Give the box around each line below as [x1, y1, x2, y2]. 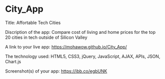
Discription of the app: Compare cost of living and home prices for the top [5, 29, 156, 35]
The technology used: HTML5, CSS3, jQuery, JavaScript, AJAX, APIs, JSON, [5, 53, 161, 59]
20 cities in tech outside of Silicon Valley [5, 34, 87, 40]
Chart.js [5, 58, 21, 64]
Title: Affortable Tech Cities [5, 20, 61, 26]
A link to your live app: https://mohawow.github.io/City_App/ [5, 44, 127, 50]
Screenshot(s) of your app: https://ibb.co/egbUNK [5, 68, 107, 74]
